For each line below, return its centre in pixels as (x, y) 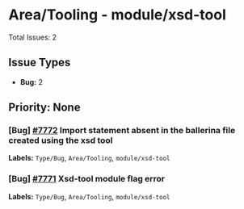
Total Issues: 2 (33, 37)
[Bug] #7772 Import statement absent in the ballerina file (122, 131)
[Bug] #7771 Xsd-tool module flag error (87, 179)
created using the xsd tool (61, 140)
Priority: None (44, 108)
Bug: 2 (31, 82)
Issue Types (40, 63)
